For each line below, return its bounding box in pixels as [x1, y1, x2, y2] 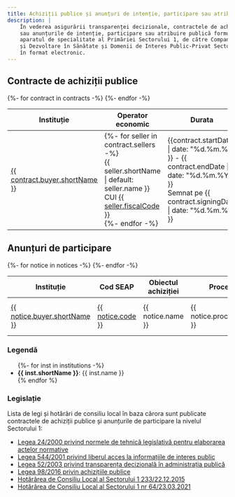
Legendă [7, 345, 38, 355]
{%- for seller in [104, 131, 157, 141]
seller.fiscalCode [104, 201, 160, 211]
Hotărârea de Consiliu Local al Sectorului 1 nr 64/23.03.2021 [17, 482, 191, 491]
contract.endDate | [167, 162, 229, 171]
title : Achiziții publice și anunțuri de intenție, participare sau [7, 10, 211, 17]
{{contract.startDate [167, 135, 233, 145]
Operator [117, 110, 148, 120]
